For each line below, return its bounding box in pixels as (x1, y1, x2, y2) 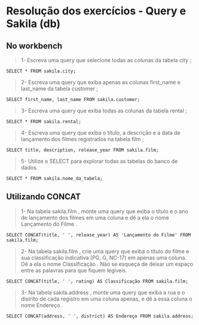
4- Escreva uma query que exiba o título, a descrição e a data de (20, 129, 181, 136)
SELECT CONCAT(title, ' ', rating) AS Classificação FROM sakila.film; (6, 278, 188, 284)
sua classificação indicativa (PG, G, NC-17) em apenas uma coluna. (20, 254, 187, 261)
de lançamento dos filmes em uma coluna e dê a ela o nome (20, 214, 169, 221)
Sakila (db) (6, 17, 61, 31)
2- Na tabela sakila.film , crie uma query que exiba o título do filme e (20, 247, 189, 255)
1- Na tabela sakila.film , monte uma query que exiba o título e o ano (20, 208, 188, 215)
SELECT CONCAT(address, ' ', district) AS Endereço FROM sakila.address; (6, 313, 194, 319)
